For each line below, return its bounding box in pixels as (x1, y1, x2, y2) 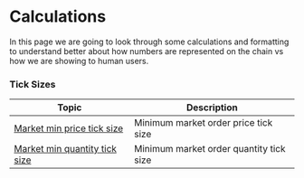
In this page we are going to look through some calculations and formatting (9, 36, 290, 47)
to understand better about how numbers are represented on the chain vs (9, 45, 284, 56)
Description (186, 101, 238, 114)
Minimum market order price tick (134, 117, 273, 129)
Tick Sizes (9, 78, 56, 90)
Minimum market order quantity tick (134, 143, 286, 155)
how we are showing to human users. (9, 55, 149, 66)
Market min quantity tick (14, 143, 118, 155)
